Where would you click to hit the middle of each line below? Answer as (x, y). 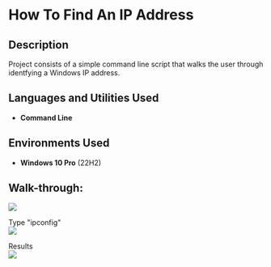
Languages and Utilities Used (84, 98)
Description (38, 45)
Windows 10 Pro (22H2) (61, 163)
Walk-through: (46, 188)
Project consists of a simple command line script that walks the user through (136, 64)
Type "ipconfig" (35, 222)
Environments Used (59, 143)
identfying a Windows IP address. (64, 73)
